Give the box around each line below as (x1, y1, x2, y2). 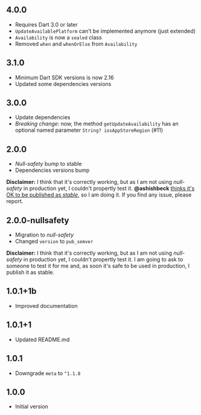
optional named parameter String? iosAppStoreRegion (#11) (14, 126, 163, 134)
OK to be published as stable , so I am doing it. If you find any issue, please (6, 191, 192, 198)
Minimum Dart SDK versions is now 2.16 (14, 74, 114, 81)
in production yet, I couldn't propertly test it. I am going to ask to (23, 256, 183, 263)
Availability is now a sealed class (14, 33, 102, 41)
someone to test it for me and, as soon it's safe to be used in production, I (6, 263, 190, 270)
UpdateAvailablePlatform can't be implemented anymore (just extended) (14, 27, 196, 34)
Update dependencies (14, 114, 71, 121)
